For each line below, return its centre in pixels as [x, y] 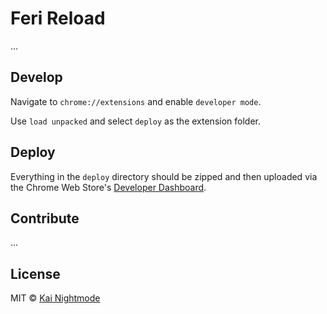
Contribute [45, 218]
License [35, 273]
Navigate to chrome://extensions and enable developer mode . [136, 101]
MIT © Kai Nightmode [55, 298]
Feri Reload [58, 18]
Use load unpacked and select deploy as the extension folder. [135, 121]
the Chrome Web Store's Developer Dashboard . [108, 187]
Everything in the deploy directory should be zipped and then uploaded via [164, 176]
